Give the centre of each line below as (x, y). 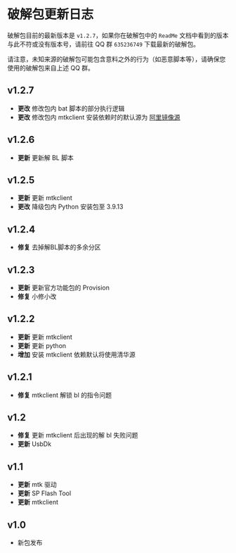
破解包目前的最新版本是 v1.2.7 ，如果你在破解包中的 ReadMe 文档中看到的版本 (118, 35)
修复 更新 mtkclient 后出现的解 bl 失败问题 (78, 435)
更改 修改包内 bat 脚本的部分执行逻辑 (71, 108)
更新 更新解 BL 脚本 (45, 157)
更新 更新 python (42, 345)
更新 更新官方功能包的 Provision (64, 287)
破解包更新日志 (51, 14)
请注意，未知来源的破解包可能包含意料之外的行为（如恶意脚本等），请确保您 (117, 59)
